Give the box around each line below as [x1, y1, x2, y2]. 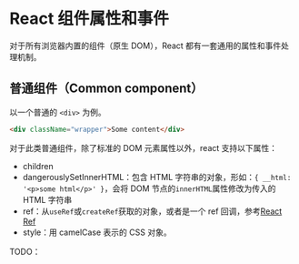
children [22, 160, 54, 171]
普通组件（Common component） [9, 81, 204, 96]
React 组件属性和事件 [9, 8, 170, 29]
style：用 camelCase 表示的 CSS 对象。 [22, 227, 172, 238]
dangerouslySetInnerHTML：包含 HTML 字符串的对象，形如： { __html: [22, 171, 292, 182]
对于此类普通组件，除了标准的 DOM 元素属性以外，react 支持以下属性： [9, 142, 278, 153]
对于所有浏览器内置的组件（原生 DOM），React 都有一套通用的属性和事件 [9, 40, 282, 51]
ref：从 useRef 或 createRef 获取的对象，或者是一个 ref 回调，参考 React [22, 206, 283, 217]
